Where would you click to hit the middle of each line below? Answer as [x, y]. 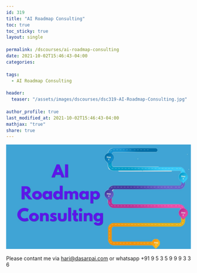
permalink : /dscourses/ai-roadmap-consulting [62, 50]
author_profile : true [33, 112]
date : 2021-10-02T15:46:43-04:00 [47, 56]
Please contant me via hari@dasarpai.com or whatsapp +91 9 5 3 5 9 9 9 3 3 [98, 258]
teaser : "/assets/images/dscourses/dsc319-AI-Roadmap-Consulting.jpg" [99, 99]
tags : [13, 74]
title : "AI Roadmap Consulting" [45, 19]
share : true [21, 130]
